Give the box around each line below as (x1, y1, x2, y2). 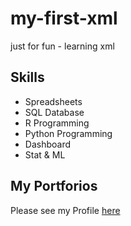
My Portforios (10, 178, 98, 195)
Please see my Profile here (10, 204, 121, 216)
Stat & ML (24, 148, 66, 161)
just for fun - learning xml (10, 40, 115, 52)
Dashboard (24, 138, 72, 150)
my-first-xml (10, 7, 118, 30)
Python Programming (24, 127, 113, 139)
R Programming (24, 117, 90, 129)
